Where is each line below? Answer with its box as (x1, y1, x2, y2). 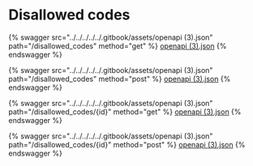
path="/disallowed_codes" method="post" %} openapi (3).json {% (8, 74, 231, 83)
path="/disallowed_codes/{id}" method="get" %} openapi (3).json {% (8, 107, 242, 117)
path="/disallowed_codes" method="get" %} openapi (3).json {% (8, 40, 227, 50)
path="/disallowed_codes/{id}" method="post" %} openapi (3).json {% (8, 139, 246, 149)
